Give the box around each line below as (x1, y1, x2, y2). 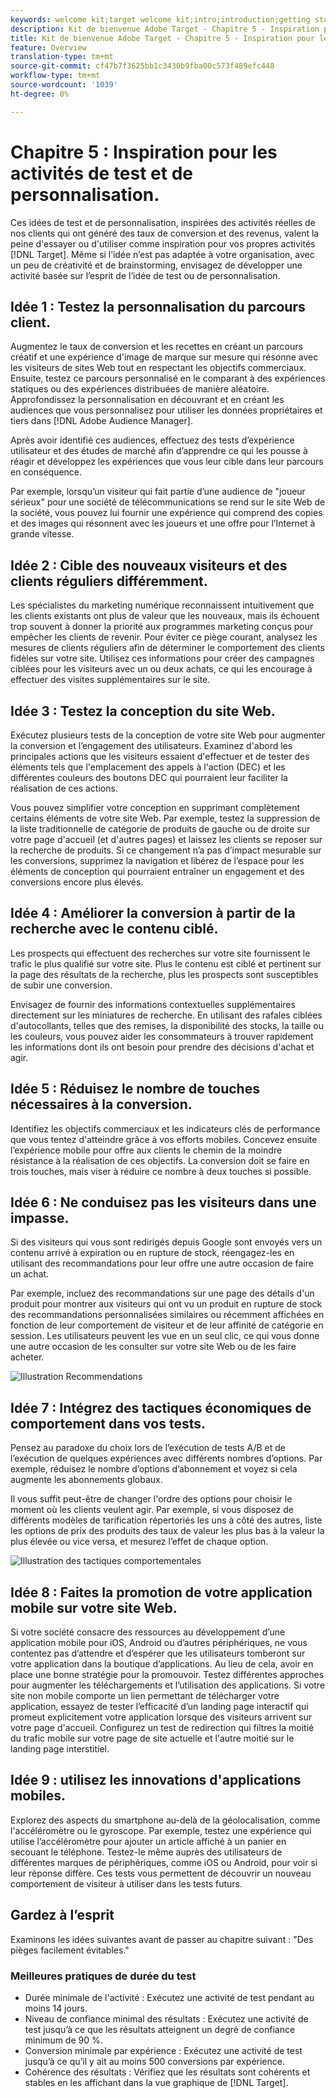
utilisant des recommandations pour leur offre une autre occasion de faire (10, 1257, 314, 1270)
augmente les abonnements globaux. (10, 1474, 163, 1486)
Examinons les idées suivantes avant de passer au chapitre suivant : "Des (10, 1933, 314, 1945)
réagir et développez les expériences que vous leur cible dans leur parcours (10, 456, 324, 468)
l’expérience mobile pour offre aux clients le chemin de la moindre (10, 1144, 283, 1156)
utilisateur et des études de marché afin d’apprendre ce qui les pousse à (10, 445, 308, 457)
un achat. (10, 1268, 50, 1280)
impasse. (10, 1210, 70, 1227)
